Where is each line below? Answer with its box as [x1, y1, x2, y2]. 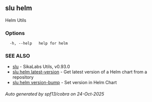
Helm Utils [5, 17, 26, 23]
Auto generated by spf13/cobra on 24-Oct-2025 [5, 91, 105, 97]
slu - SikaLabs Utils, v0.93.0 [12, 64, 70, 70]
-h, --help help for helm [9, 41, 68, 46]
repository [12, 74, 34, 80]
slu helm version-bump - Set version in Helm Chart [12, 80, 117, 86]
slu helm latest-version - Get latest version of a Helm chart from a [12, 69, 148, 75]
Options [5, 29, 25, 36]
